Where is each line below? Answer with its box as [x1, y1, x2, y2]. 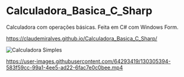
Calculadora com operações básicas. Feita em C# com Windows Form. [6, 24, 179, 31]
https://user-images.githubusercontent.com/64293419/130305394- [6, 58, 171, 65]
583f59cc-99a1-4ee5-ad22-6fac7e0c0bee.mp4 [6, 63, 123, 71]
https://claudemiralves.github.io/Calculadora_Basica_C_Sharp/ [6, 35, 157, 42]
